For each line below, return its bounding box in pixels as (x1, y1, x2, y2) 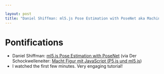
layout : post (5, 11, 32, 16)
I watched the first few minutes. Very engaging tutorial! (12, 63, 123, 69)
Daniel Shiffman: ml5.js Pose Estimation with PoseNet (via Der (12, 53, 137, 59)
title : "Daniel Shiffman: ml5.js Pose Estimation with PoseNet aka (5, 16, 145, 21)
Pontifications (5, 37, 63, 48)
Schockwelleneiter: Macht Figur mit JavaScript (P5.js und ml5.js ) (12, 58, 142, 64)
